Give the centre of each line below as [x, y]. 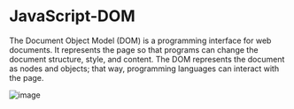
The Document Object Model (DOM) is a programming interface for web [140, 40]
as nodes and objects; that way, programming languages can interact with [144, 69]
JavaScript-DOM [72, 16]
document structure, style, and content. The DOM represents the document [147, 59]
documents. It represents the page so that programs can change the [134, 49]
